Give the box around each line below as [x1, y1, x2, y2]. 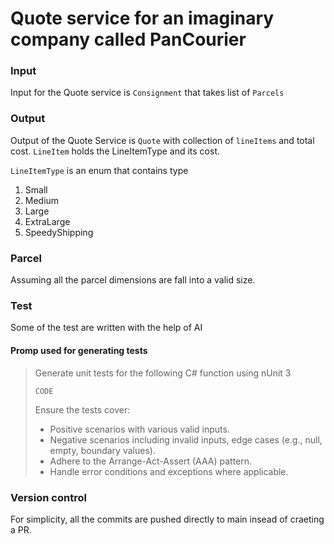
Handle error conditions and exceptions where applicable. [49, 465, 289, 477]
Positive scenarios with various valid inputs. [49, 423, 230, 435]
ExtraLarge [24, 215, 71, 227]
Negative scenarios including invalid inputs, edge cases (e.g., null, [49, 433, 323, 446]
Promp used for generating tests [10, 344, 148, 356]
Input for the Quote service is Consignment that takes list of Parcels [10, 87, 285, 99]
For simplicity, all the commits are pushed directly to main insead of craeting [10, 513, 325, 525]
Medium [24, 194, 60, 206]
